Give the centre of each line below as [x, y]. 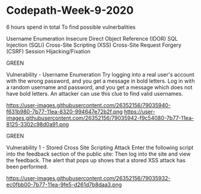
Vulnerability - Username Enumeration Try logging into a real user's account [100, 74]
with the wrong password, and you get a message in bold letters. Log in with [100, 81]
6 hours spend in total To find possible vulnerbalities [71, 27]
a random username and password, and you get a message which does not [100, 87]
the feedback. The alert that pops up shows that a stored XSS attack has [96, 160]
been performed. [27, 166]
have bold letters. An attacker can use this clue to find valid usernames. [95, 93]
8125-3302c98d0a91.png [37, 124]
